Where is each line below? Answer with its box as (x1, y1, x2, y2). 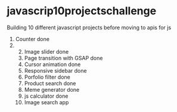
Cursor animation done (24, 61, 81, 68)
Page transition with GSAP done (24, 54, 103, 61)
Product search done (24, 79, 76, 87)
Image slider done (24, 48, 69, 55)
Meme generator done (24, 86, 80, 93)
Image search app (24, 98, 69, 105)
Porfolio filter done (24, 73, 71, 80)
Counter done (15, 35, 50, 42)
